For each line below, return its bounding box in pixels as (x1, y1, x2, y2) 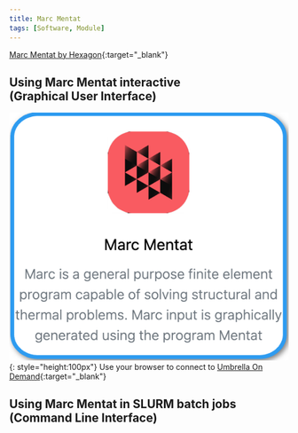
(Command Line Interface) (9, 410, 158, 425)
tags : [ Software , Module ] (9, 23, 105, 33)
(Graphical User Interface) (9, 89, 157, 104)
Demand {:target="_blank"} (9, 371, 107, 382)
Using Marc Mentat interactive (9, 75, 181, 90)
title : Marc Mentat (9, 14, 82, 23)
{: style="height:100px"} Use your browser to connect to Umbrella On (9, 361, 263, 372)
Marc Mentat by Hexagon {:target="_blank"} (9, 49, 169, 59)
